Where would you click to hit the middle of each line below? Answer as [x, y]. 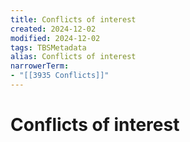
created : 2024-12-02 [53, 29]
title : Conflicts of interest [73, 19]
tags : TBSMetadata [48, 47]
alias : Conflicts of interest [73, 57]
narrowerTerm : [40, 66]
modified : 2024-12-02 [55, 38]
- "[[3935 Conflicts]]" [60, 76]
